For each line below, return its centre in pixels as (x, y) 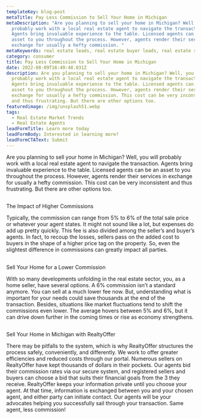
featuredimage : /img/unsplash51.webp (53, 106)
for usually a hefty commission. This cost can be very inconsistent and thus (99, 182)
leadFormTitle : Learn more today (48, 129)
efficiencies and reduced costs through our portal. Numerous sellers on (94, 358)
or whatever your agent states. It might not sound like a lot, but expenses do (100, 224)
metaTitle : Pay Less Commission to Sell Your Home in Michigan (87, 17)
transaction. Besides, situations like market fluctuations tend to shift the (94, 304)
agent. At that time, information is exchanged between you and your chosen (100, 390)
